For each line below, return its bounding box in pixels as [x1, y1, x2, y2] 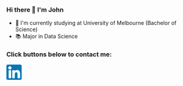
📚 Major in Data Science [15, 33, 78, 40]
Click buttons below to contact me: [6, 50, 112, 59]
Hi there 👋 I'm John [6, 5, 64, 14]
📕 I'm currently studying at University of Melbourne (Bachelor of [15, 20, 177, 27]
